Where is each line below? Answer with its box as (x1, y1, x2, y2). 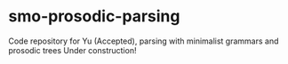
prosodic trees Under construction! (8, 44, 137, 55)
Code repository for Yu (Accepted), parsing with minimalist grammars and (8, 36, 279, 46)
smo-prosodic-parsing (8, 6, 180, 27)
